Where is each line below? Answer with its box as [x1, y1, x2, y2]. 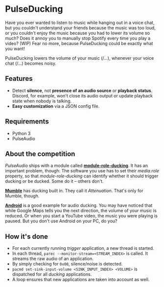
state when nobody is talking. [12, 98, 72, 104]
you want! [5, 46, 25, 51]
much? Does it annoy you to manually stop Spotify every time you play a [5, 35, 151, 41]
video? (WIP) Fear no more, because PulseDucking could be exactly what [5, 40, 153, 46]
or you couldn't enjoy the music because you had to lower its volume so [5, 30, 150, 36]
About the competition [5, 149, 75, 158]
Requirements [5, 118, 49, 126]
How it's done [5, 232, 48, 240]
